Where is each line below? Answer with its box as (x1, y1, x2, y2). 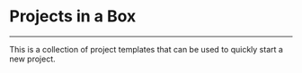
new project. (9, 53, 56, 64)
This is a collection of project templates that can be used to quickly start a (9, 44, 283, 54)
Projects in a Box (9, 6, 137, 27)
